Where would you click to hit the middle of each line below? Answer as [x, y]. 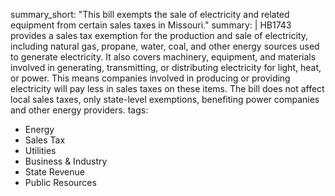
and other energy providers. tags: [79, 110]
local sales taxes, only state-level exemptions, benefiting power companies [165, 99]
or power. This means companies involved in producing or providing [150, 78]
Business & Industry [66, 161]
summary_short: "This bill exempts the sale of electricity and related [150, 14]
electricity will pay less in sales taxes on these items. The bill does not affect [167, 88]
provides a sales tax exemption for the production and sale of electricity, [159, 35]
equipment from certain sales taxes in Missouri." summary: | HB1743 [151, 25]
